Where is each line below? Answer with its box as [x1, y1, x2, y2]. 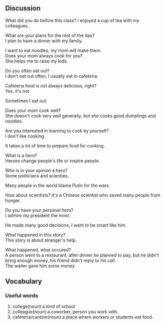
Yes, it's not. [5, 88, 31, 94]
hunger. [5, 197, 21, 203]
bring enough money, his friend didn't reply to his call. [5, 257, 116, 263]
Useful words [5, 292, 38, 299]
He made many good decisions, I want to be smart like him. [5, 222, 127, 228]
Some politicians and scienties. [5, 172, 69, 178]
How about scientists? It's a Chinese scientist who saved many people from [5, 192, 161, 198]
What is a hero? [5, 152, 37, 158]
